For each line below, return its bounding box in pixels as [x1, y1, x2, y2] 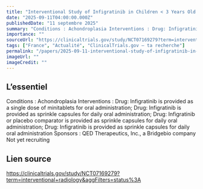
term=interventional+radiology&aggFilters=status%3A [6, 176, 141, 184]
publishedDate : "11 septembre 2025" [6, 20, 98, 26]
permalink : [6, 48, 34, 54]
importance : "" [6, 31, 45, 37]
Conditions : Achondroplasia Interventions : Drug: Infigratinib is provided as [6, 98, 193, 105]
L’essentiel [6, 82, 48, 92]
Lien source [6, 153, 51, 164]
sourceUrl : [6, 37, 34, 43]
